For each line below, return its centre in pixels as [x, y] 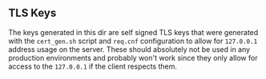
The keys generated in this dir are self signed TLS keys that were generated [133, 32]
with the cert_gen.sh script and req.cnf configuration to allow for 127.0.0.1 [133, 41]
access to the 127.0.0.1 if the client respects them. [93, 66]
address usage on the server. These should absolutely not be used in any [129, 49]
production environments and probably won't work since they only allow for [133, 57]
